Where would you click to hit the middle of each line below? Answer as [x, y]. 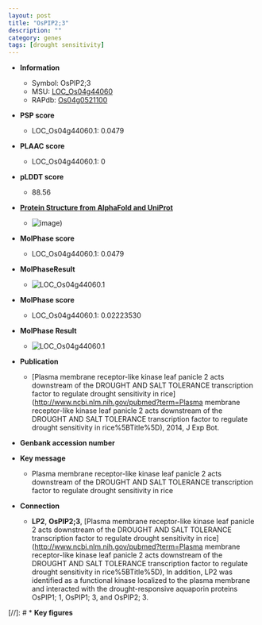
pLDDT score [42, 177]
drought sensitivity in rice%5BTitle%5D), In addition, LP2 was [132, 572]
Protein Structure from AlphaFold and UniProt [96, 208]
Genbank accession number [67, 443]
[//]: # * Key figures [40, 613]
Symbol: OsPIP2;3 [61, 83]
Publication [39, 361]
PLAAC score [42, 146]
